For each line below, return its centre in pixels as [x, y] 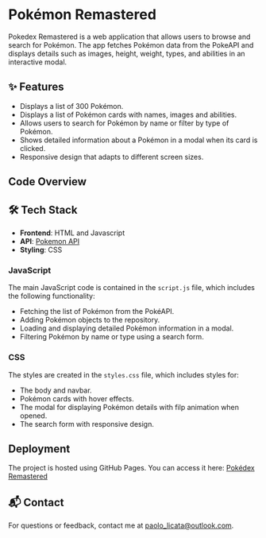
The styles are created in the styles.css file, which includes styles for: [124, 374]
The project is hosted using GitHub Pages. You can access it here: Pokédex [132, 468]
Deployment [39, 449]
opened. [33, 416]
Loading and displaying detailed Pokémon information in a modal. [127, 328]
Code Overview [48, 182]
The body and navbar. [56, 390]
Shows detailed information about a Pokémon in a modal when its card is [139, 140]
